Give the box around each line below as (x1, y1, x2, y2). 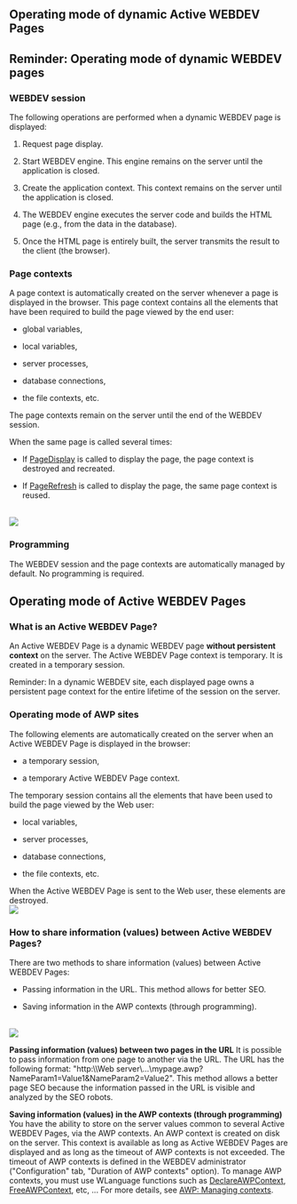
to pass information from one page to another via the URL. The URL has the (9, 1054, 285, 1064)
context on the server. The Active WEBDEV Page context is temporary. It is (9, 650, 284, 661)
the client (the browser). (21, 245, 111, 256)
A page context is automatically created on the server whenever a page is (9, 288, 279, 299)
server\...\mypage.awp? (116, 1063, 204, 1074)
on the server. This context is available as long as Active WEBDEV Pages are (9, 1137, 288, 1148)
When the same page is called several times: (9, 437, 173, 447)
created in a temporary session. (9, 660, 126, 670)
